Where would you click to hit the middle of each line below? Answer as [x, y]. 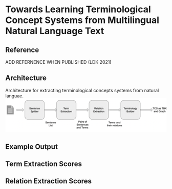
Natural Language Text [55, 31]
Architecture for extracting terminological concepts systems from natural [82, 90]
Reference [22, 50]
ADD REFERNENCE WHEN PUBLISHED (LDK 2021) [58, 62]
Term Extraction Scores [44, 164]
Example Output [31, 146]
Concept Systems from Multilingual [82, 20]
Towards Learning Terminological [78, 9]
